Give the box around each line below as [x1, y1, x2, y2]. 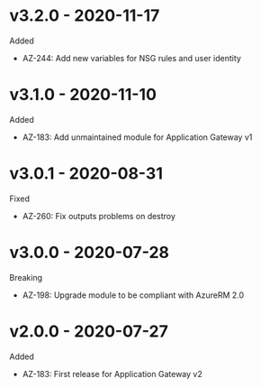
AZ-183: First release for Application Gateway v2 [22, 368, 202, 379]
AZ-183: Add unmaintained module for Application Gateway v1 [22, 132, 253, 143]
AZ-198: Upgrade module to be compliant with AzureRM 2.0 [22, 290, 245, 300]
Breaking [9, 272, 43, 282]
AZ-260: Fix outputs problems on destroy [22, 210, 175, 221]
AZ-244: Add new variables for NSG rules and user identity [22, 52, 241, 63]
